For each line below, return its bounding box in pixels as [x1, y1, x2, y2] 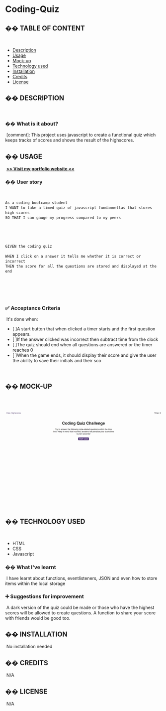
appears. [12, 331, 31, 337]
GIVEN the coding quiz [5, 244, 52, 249]
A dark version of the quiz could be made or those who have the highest [6, 604, 155, 610]
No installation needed [6, 644, 53, 650]
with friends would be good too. [5, 615, 71, 621]
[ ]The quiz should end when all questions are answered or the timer [12, 341, 153, 347]
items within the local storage [5, 580, 66, 586]
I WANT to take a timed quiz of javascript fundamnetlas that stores [5, 205, 153, 210]
